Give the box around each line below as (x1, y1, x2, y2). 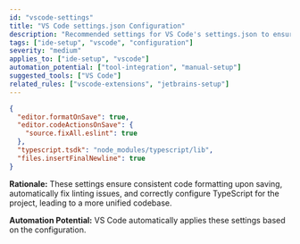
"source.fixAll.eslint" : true (25, 129, 138, 139)
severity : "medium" (9, 46, 82, 55)
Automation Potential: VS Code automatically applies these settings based (9, 215, 286, 225)
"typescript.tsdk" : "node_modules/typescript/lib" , (17, 146, 214, 155)
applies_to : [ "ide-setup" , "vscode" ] (9, 55, 150, 63)
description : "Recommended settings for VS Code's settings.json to (9, 29, 270, 38)
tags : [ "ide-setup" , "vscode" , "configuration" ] (9, 38, 194, 47)
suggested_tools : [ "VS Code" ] (9, 72, 122, 80)
